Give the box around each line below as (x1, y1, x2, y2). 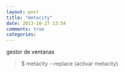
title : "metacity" (6, 15, 53, 21)
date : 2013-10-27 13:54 (6, 20, 67, 26)
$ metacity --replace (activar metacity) (21, 60, 119, 68)
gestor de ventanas (6, 48, 54, 55)
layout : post (6, 9, 39, 15)
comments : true (6, 26, 45, 32)
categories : (6, 32, 36, 38)
